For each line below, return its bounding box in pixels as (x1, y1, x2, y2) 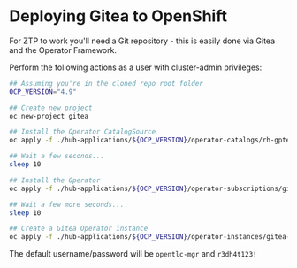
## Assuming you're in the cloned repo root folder (9, 79, 203, 88)
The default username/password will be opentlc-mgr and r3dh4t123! (9, 249, 257, 259)
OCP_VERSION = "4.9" (9, 87, 77, 96)
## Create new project (9, 103, 93, 112)
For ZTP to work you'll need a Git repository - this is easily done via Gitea (9, 35, 276, 46)
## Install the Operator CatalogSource (9, 127, 156, 136)
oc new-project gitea (9, 111, 89, 120)
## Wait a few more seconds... (9, 200, 125, 209)
